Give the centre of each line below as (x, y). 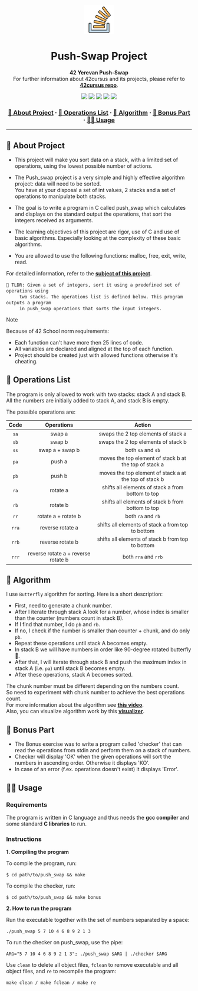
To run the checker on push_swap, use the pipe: (65, 943)
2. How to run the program (39, 908)
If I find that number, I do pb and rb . (57, 625)
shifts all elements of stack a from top (143, 524)
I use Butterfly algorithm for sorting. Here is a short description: (85, 594)
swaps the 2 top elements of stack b (143, 441)
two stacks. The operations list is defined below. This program (101, 297)
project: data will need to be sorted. (58, 184)
